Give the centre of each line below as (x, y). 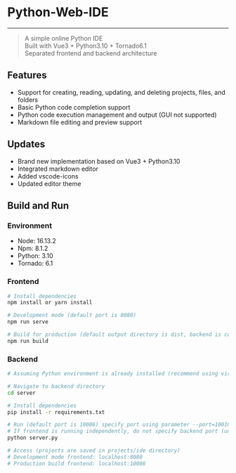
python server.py (33, 438)
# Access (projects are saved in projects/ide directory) (94, 451)
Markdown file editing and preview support (80, 122)
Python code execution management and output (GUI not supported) (117, 115)
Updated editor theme (49, 183)
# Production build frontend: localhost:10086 (77, 464)
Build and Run (38, 206)
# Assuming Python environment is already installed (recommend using (113, 374)
